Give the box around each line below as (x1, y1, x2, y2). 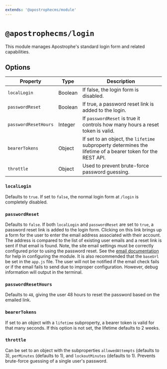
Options (5, 63, 31, 71)
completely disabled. (5, 199, 48, 205)
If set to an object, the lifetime (82, 136, 155, 143)
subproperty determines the (82, 142, 148, 149)
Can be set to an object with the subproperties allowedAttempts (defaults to (5, 347, 160, 353)
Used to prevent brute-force (82, 163, 149, 170)
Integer (58, 121, 76, 128)
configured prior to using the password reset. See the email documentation (5, 248, 159, 254)
